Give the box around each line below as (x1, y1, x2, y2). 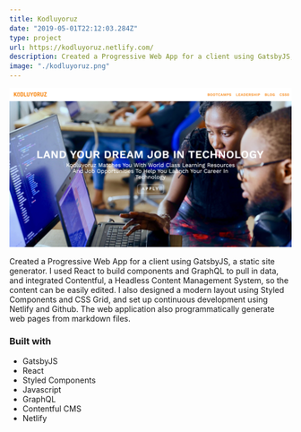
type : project (9, 33, 63, 42)
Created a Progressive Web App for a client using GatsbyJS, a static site (9, 255, 275, 266)
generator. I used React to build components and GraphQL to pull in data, (9, 265, 279, 276)
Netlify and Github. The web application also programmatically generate (9, 303, 275, 314)
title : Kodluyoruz (9, 14, 78, 23)
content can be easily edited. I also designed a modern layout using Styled (9, 284, 285, 295)
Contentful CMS (21, 403, 82, 414)
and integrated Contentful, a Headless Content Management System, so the (9, 274, 289, 286)
